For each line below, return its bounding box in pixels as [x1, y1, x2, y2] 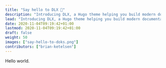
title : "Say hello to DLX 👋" [5, 7, 65, 12]
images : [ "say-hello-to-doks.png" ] [5, 40, 79, 45]
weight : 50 [5, 35, 28, 40]
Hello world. [5, 58, 30, 64]
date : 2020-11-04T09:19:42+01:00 [5, 21, 74, 26]
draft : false [5, 30, 32, 35]
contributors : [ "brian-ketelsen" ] [5, 44, 77, 49]
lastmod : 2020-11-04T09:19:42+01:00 [5, 26, 81, 31]
